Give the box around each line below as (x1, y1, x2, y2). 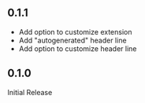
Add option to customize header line (18, 43, 137, 53)
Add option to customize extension (18, 27, 132, 36)
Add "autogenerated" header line (18, 35, 127, 45)
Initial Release (7, 87, 53, 97)
